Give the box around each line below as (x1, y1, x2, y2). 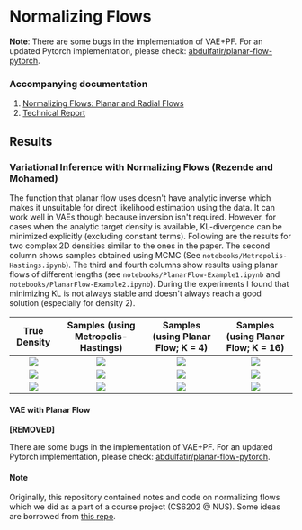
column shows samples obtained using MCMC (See (9, 249, 200, 260)
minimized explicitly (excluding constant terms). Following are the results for (9, 230, 292, 241)
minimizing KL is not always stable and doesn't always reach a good (9, 288, 262, 299)
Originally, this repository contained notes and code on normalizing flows (9, 492, 280, 503)
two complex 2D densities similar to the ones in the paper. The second (9, 240, 271, 251)
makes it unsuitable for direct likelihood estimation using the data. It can (9, 202, 276, 212)
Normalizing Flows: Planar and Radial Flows (22, 98, 184, 109)
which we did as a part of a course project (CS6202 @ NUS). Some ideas (9, 501, 281, 512)
